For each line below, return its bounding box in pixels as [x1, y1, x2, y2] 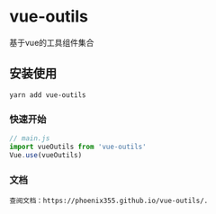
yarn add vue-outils [9, 90, 87, 100]
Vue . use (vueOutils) [9, 150, 83, 159]
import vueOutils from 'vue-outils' [9, 142, 147, 151]
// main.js [9, 134, 50, 143]
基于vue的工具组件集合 [9, 37, 94, 48]
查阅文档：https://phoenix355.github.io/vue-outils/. [9, 196, 209, 205]
